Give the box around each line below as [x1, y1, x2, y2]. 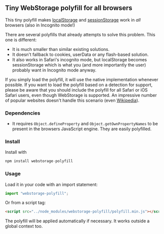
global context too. [5, 223, 43, 229]
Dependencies [5, 110, 41, 117]
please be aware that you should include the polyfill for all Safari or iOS [5, 87, 148, 93]
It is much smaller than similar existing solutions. [12, 46, 110, 52]
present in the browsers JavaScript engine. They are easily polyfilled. [12, 126, 152, 132]
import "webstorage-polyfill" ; [5, 191, 69, 196]
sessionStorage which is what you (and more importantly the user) [12, 62, 146, 68]
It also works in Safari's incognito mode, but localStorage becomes [12, 56, 147, 63]
